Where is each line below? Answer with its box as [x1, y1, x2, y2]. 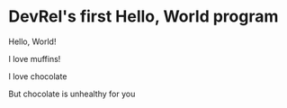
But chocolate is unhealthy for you [8, 88, 136, 99]
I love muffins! [8, 53, 61, 64]
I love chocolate [8, 70, 67, 82]
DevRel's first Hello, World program [8, 6, 279, 27]
